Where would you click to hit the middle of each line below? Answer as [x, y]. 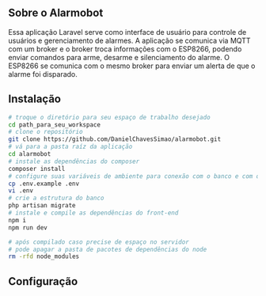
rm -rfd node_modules [44, 256]
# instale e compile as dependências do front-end [93, 213]
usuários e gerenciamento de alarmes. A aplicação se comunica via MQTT [129, 40]
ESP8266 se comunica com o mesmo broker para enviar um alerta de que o [132, 66]
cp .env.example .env [44, 184]
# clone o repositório [46, 132]
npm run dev [28, 228]
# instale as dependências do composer [74, 161]
